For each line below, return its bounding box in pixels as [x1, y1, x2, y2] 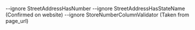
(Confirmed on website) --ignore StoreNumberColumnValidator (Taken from [5, 11, 190, 18]
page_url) [5, 18, 29, 24]
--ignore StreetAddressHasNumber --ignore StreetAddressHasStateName [5, 5, 186, 12]
